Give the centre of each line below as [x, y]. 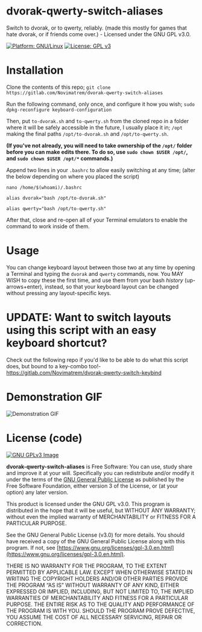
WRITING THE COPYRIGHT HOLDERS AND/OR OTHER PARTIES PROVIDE [97, 578]
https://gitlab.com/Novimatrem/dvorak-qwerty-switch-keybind [84, 372]
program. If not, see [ [33, 547]
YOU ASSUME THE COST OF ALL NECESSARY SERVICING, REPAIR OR [94, 617]
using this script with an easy [81, 330]
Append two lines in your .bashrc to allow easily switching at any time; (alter [101, 170]
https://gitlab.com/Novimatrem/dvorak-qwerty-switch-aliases [85, 93]
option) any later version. [37, 492]
